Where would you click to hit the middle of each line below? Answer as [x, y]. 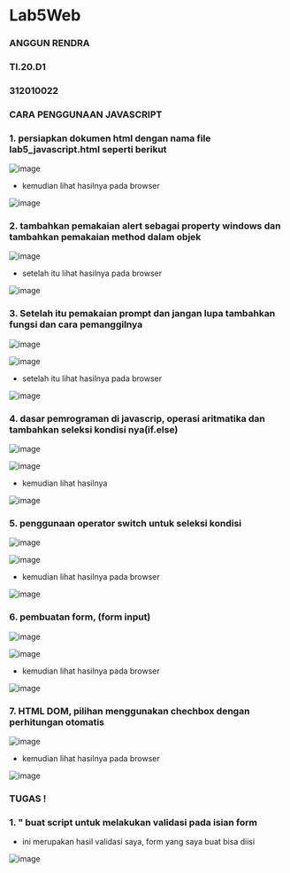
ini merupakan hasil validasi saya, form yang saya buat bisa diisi [138, 842]
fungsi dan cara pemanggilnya [76, 324]
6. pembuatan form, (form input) [80, 617]
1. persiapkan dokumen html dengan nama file [110, 138]
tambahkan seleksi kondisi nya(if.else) [94, 429]
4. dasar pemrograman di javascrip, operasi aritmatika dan [137, 418]
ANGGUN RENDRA [50, 43]
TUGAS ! [28, 799]
